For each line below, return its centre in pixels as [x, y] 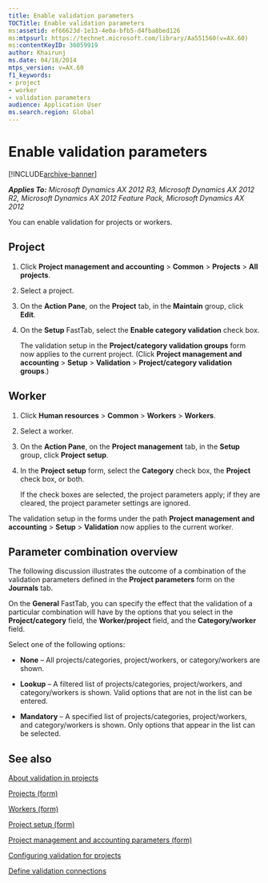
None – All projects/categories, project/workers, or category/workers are [140, 660]
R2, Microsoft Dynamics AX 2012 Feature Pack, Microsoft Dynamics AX [126, 198]
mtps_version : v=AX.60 [46, 68]
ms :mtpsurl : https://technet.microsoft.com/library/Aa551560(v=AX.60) [128, 38]
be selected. [40, 733]
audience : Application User [55, 105]
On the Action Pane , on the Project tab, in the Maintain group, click [132, 306]
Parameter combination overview [93, 551]
